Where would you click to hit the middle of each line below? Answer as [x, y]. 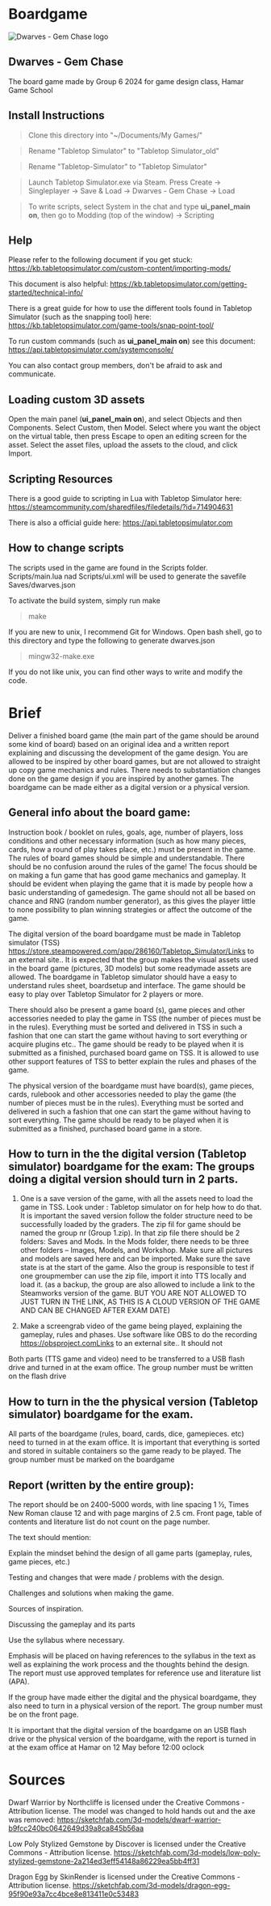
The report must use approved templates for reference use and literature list [135, 1673]
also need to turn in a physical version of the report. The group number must [136, 1706]
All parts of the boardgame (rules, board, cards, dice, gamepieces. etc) [126, 1434]
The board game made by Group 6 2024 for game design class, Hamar [126, 81]
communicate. [32, 374]
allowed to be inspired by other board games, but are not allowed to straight [134, 761]
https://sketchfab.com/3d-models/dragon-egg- [151, 1885]
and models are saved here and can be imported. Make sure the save [135, 1259]
